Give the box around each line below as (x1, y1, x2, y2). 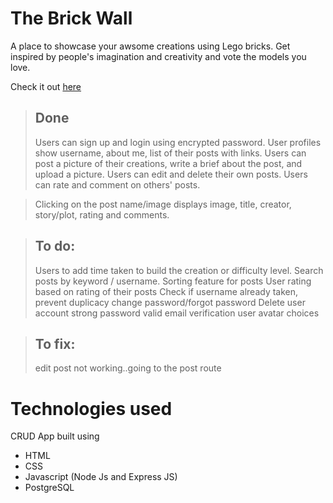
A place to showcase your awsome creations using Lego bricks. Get (10, 40, 291, 52)
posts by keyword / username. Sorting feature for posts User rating (34, 275, 312, 287)
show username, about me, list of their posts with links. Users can (34, 147, 307, 159)
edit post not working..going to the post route (34, 362, 222, 374)
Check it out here (10, 80, 82, 92)
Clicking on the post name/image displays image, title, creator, (34, 198, 292, 210)
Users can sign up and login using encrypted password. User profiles (34, 136, 322, 148)
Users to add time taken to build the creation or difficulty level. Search (34, 264, 324, 276)
